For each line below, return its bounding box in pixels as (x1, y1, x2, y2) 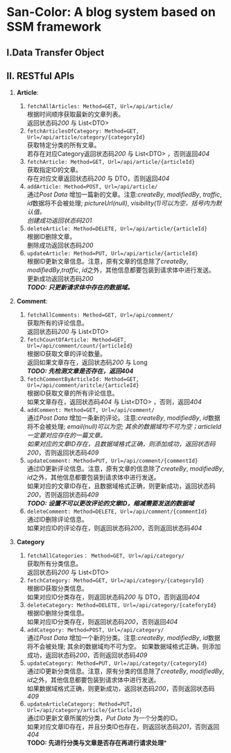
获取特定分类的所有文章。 (26, 141, 101, 149)
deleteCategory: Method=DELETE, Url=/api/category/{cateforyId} (26, 602, 217, 609)
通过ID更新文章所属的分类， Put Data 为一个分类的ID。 (26, 714, 182, 722)
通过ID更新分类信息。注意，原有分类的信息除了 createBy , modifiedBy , (26, 667, 225, 675)
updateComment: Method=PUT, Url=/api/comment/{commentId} (26, 457, 198, 465)
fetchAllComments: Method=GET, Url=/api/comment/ (26, 312, 174, 319)
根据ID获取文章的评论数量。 (26, 350, 107, 358)
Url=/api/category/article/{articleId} (26, 707, 143, 714)
